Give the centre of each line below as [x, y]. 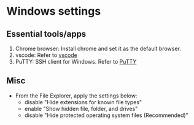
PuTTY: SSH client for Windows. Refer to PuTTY [76, 62]
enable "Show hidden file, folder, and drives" [81, 108]
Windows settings [54, 11]
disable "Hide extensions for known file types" [83, 102]
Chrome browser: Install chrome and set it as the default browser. [98, 48]
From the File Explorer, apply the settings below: [76, 96]
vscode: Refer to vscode [46, 55]
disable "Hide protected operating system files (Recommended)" [106, 115]
